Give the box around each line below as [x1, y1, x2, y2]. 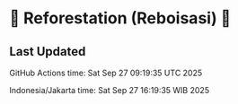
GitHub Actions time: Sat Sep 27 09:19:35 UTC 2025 [9, 67, 203, 78]
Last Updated [9, 44, 86, 59]
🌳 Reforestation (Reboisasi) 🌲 [9, 8, 232, 29]
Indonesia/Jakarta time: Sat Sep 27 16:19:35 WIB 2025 [9, 85, 209, 95]
